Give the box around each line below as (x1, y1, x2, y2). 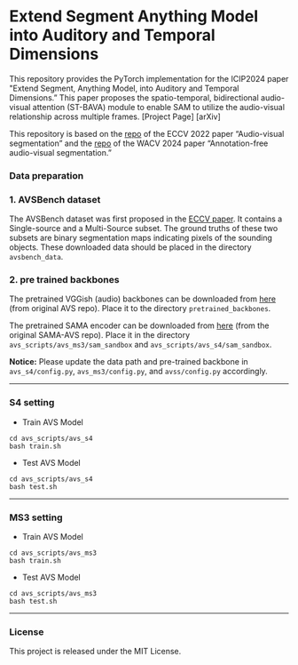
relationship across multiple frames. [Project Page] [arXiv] (9, 111, 222, 122)
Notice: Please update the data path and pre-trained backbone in (9, 357, 248, 367)
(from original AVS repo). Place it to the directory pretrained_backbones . (9, 303, 271, 314)
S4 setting (9, 397, 55, 409)
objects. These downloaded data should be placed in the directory (9, 242, 252, 252)
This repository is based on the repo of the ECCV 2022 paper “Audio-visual (9, 128, 285, 139)
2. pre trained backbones (9, 274, 120, 286)
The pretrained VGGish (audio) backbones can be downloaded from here (9, 293, 277, 304)
